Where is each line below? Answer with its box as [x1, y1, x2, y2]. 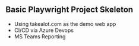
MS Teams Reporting [14, 32, 66, 40]
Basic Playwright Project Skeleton [5, 5, 134, 15]
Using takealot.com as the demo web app [14, 20, 116, 27]
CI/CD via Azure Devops [14, 27, 74, 34]
